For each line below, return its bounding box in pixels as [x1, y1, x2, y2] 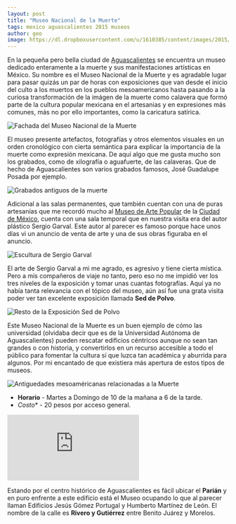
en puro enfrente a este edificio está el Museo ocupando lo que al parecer [7, 494, 223, 502]
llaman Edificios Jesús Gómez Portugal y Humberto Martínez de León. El [7, 502, 218, 510]
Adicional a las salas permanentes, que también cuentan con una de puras [7, 199, 223, 208]
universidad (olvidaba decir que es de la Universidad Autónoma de [7, 329, 200, 337]
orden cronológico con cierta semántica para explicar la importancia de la [7, 143, 221, 151]
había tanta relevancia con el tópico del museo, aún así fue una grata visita [7, 287, 224, 295]
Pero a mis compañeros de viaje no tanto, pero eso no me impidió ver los [7, 272, 219, 280]
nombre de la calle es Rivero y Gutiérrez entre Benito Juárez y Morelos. [7, 509, 216, 517]
